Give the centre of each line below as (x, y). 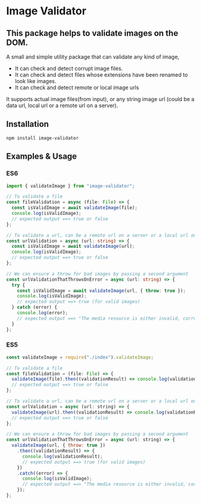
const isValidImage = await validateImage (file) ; (74, 208)
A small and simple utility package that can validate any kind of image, (93, 57)
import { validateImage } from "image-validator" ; (71, 186)
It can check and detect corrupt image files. (69, 68)
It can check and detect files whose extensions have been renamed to (101, 75)
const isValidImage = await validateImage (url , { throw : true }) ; (101, 291)
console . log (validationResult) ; (62, 456)
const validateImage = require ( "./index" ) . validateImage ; (80, 357)
